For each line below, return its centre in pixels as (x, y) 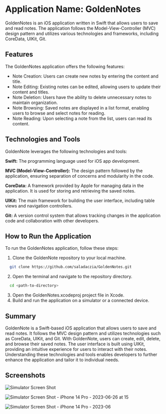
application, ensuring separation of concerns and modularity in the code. (80, 176)
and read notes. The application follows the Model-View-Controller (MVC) (81, 28)
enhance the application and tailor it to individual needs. (62, 360)
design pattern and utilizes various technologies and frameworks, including (82, 33)
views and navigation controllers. (39, 206)
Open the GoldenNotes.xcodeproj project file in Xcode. (68, 295)
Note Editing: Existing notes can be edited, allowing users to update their (86, 87)
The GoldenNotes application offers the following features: (65, 66)
